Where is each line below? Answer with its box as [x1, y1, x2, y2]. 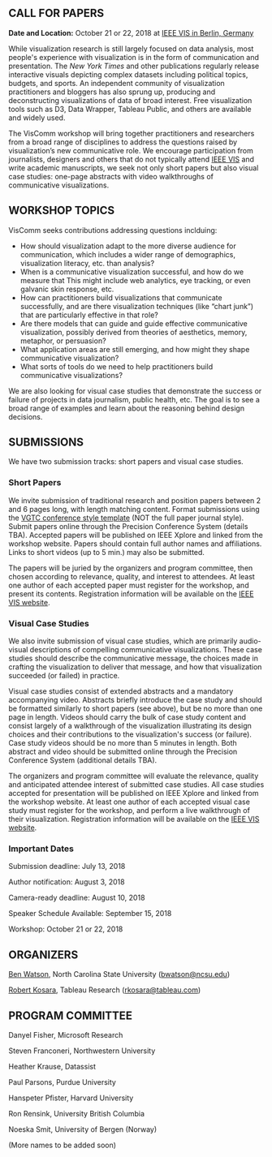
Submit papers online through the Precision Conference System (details [8, 521, 248, 531]
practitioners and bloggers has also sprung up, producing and [8, 87, 216, 97]
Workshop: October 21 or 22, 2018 [8, 924, 123, 934]
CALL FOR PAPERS [8, 6, 105, 20]
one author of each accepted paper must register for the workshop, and [8, 580, 249, 590]
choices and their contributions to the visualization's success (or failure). [8, 729, 252, 739]
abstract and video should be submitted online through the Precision [8, 746, 238, 757]
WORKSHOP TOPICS [8, 204, 115, 217]
